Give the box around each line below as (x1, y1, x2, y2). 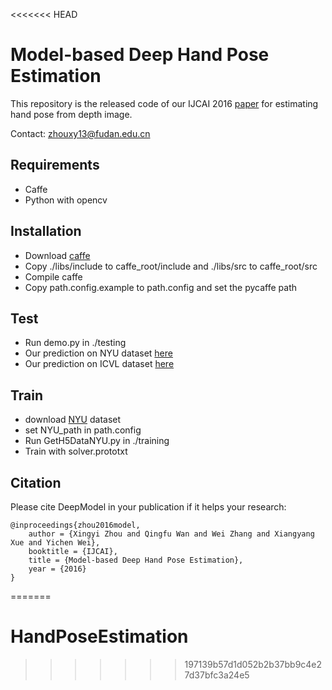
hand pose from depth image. (10, 108, 133, 120)
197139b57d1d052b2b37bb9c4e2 (184, 658, 323, 670)
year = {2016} (28, 564, 87, 574)
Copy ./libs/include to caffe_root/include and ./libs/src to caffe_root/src (24, 260, 318, 272)
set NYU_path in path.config (24, 424, 142, 436)
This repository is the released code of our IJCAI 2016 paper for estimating (10, 97, 319, 109)
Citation (10, 474, 62, 491)
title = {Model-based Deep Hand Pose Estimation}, (28, 555, 244, 565)
